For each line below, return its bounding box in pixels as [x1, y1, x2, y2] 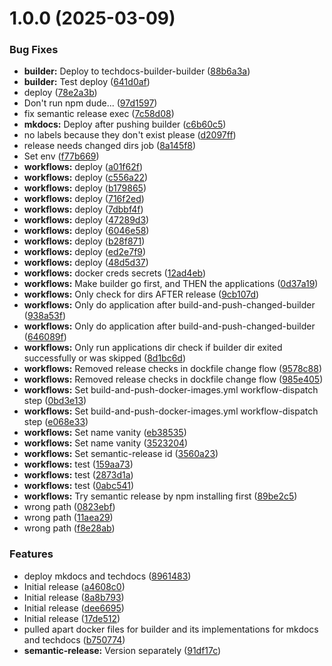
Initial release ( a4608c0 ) [23, 580, 126, 592]
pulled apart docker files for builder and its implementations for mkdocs [23, 623, 319, 635]
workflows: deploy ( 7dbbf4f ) [23, 203, 144, 216]
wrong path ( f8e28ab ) [23, 522, 116, 534]
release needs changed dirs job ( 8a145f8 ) [23, 140, 197, 152]
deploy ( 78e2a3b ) [23, 87, 98, 99]
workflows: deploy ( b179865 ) [23, 182, 147, 194]
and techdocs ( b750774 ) [23, 633, 126, 646]
